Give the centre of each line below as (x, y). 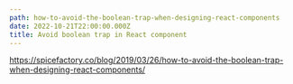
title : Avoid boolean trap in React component (98, 34)
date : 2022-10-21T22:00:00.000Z (70, 26)
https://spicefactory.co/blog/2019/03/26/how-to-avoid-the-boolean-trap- (146, 61)
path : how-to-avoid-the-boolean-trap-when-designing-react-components (145, 18)
